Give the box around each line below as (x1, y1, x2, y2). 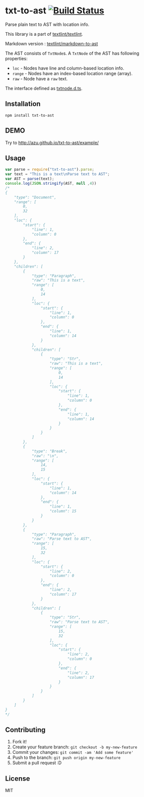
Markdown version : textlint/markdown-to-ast (5, 40, 98, 47)
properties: (5, 55, 28, 62)
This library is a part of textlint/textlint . (5, 31, 83, 37)
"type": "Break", (31, 448, 68, 454)
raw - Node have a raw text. (12, 75, 68, 81)
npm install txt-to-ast (5, 113, 55, 118)
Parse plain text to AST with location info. (5, 21, 89, 27)
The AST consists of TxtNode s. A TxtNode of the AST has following (5, 50, 140, 56)
